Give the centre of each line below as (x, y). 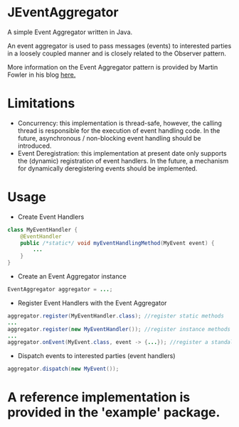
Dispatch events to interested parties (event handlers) (96, 356)
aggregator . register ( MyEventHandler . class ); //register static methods (116, 316)
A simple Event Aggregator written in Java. (70, 32)
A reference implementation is (99, 398)
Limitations (41, 103)
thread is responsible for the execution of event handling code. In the (119, 130)
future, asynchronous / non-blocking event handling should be (109, 138)
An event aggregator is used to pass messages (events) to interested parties (119, 45)
